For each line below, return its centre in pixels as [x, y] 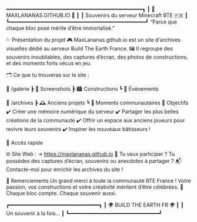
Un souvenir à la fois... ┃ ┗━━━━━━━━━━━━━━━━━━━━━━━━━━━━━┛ [84, 213]
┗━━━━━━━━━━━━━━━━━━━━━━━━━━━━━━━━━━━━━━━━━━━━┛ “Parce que [92, 22]
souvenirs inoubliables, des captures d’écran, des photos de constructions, [97, 57]
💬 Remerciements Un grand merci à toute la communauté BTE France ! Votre [98, 181]
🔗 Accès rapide [25, 143]
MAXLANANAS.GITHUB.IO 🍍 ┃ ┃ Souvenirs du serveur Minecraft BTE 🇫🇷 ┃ [97, 15]
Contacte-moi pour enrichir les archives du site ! [65, 169]
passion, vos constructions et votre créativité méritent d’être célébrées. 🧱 [95, 187]
